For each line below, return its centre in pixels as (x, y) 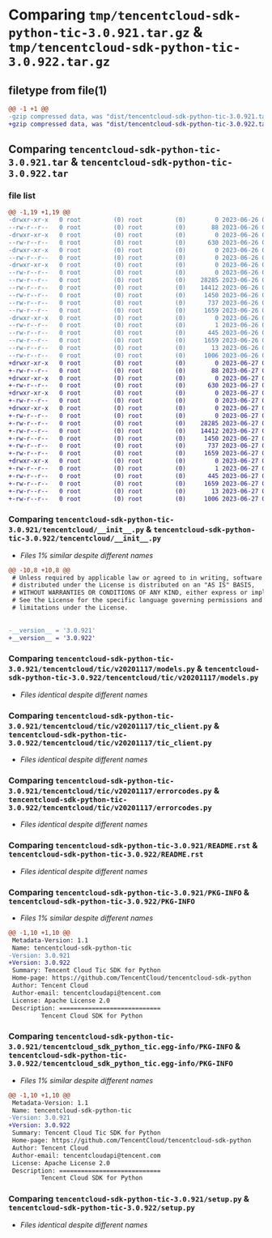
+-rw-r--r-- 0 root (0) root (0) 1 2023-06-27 (134, 469)
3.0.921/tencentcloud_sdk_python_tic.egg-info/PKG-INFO (121, 1047)
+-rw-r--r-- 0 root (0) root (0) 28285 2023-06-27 (134, 423)
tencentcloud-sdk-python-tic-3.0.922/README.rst (106, 855)
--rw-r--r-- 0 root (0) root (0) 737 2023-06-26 (134, 303)
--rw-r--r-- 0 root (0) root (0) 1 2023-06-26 (134, 326)
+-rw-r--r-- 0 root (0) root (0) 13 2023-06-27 (134, 491)
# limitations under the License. (70, 608)
